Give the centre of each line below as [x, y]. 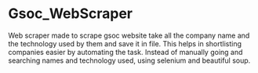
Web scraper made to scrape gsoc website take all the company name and [129, 35]
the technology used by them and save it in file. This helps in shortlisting [125, 43]
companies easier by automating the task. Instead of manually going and [125, 52]
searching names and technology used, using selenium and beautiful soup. [129, 60]
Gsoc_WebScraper [71, 14]
